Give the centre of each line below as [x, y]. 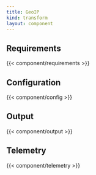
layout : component [30, 23]
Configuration [34, 83]
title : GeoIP [23, 12]
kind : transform [27, 18]
